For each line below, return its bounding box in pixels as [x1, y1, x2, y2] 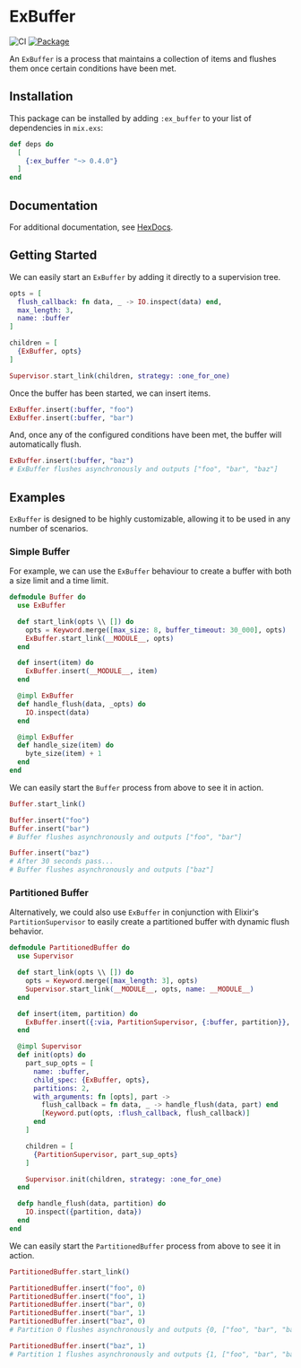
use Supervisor [17, 951, 74, 961]
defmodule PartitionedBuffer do [9, 943, 130, 952]
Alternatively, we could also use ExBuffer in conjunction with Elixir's [9, 907, 260, 917]
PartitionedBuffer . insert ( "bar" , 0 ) [9, 1300, 146, 1310]
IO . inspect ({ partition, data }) [25, 1207, 142, 1217]
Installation [9, 89, 73, 104]
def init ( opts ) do [17, 1050, 87, 1060]
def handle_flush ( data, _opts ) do [17, 699, 146, 708]
